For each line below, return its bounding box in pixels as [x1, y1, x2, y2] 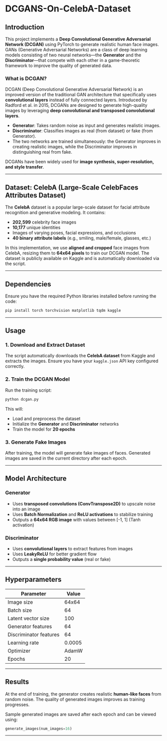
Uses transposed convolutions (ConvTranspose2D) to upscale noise [12, 500, 156, 506]
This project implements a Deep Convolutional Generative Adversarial [5, 36, 151, 42]
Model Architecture [5, 475, 67, 483]
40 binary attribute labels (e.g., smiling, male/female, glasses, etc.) [12, 235, 152, 241]
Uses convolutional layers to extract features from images [12, 545, 133, 551]
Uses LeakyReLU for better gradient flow [12, 551, 97, 557]
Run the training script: [5, 387, 52, 393]
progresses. [5, 702, 30, 708]
